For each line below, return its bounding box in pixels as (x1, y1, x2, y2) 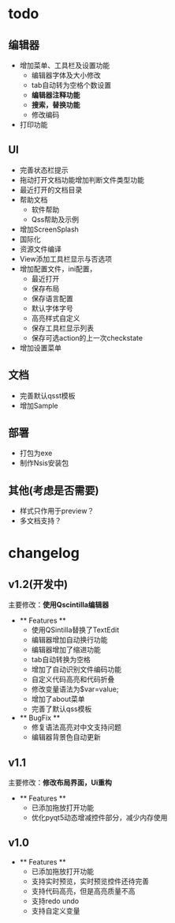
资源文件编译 (19, 244, 61, 254)
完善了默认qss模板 (31, 704, 92, 714)
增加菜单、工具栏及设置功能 (19, 61, 110, 70)
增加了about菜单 (31, 695, 85, 704)
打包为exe (19, 448, 53, 458)
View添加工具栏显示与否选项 (19, 254, 113, 263)
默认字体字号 (31, 303, 73, 313)
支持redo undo (31, 896, 80, 906)
